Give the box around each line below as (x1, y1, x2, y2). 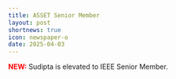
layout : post (8, 19, 51, 27)
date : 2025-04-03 (8, 41, 65, 48)
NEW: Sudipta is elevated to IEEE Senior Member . (8, 62, 169, 71)
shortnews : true (8, 26, 61, 34)
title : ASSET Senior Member (8, 11, 101, 20)
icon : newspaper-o (8, 33, 68, 41)
